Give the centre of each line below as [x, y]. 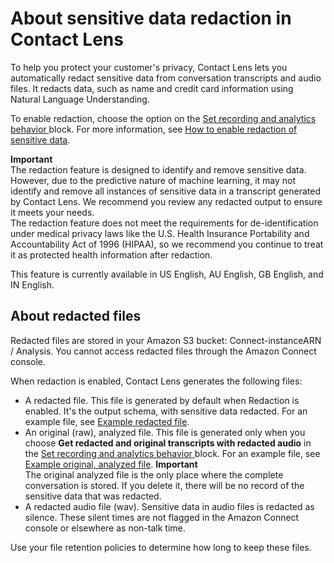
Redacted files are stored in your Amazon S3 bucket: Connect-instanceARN [166, 340]
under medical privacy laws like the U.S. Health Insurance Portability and [160, 233]
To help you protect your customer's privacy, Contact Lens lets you [149, 67]
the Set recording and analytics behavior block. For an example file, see [172, 453]
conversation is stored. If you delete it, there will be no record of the [164, 485]
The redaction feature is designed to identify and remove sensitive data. [158, 169]
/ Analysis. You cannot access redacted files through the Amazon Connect [163, 351]
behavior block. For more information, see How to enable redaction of [154, 129]
